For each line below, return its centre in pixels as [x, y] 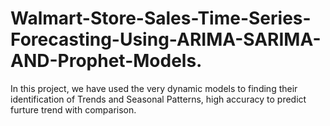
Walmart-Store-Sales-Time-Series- [161, 18]
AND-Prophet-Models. [106, 61]
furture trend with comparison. [73, 109]
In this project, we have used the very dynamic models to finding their [154, 88]
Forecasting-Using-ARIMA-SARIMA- [166, 39]
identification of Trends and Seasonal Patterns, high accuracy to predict [158, 99]
